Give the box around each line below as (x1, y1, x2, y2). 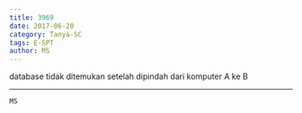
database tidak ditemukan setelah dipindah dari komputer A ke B (9, 71, 249, 82)
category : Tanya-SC (9, 30, 83, 39)
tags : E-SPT (9, 38, 54, 48)
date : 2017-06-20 (9, 22, 75, 30)
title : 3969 (9, 13, 54, 22)
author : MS (9, 47, 50, 56)
